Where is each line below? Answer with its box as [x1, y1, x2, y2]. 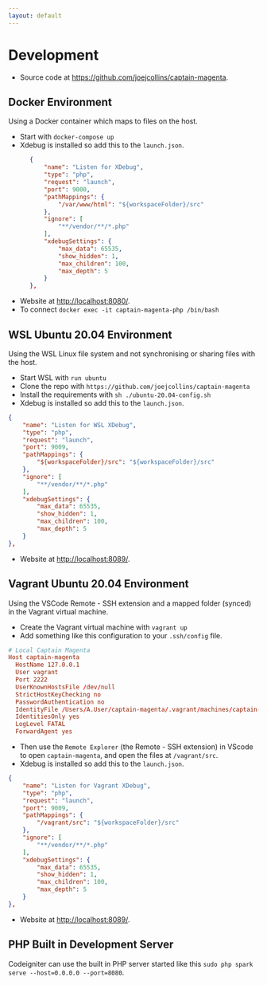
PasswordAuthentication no [15, 698, 105, 706]
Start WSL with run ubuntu [19, 372, 107, 383]
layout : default [8, 11, 62, 20]
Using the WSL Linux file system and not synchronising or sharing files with [8, 348, 256, 359]
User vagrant [15, 669, 59, 677]
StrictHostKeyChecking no [15, 690, 102, 698]
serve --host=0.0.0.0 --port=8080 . [8, 967, 125, 977]
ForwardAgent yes [15, 728, 73, 736]
